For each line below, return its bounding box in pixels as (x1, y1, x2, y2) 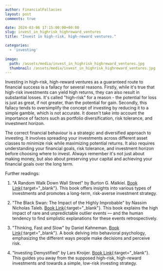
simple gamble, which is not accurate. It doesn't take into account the (5, 110, 145, 116)
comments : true (5, 16, 36, 21)
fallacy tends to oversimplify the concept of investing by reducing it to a (5, 105, 149, 111)
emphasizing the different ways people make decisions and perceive (12, 235, 150, 241)
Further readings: (5, 170, 40, 176)
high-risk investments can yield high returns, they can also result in (5, 89, 140, 95)
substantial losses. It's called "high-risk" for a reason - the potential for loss (5, 95, 157, 101)
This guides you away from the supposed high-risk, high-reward (12, 255, 142, 261)
